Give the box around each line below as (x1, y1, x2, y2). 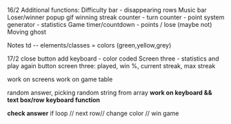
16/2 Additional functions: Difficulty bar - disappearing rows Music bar (7, 6, 207, 14)
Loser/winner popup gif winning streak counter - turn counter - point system (7, 13, 225, 21)
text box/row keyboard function (7, 96, 101, 104)
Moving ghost (7, 28, 47, 36)
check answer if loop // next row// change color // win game (7, 110, 179, 117)
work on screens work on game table (7, 75, 113, 83)
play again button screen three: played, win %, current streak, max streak (7, 62, 216, 70)
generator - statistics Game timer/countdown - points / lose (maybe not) (7, 21, 212, 28)
